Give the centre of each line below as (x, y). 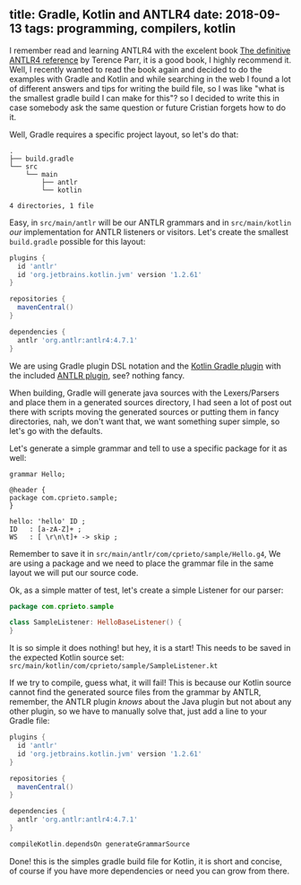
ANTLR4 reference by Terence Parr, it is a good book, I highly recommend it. (150, 60)
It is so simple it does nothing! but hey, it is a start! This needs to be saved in (150, 648)
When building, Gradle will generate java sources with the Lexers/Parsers (145, 393)
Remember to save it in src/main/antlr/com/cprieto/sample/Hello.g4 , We (145, 553)
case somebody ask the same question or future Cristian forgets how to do (148, 108)
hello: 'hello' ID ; (48, 521)
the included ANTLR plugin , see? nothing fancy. (97, 375)
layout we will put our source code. (74, 572)
